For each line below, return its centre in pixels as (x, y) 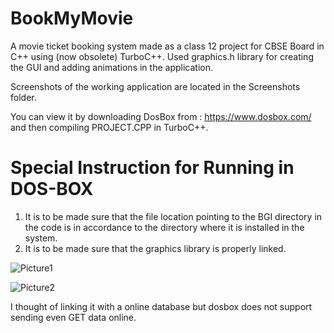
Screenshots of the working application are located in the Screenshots (155, 86)
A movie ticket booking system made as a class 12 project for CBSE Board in (167, 46)
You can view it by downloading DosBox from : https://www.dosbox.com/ (161, 116)
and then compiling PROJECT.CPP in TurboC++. (109, 127)
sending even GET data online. (73, 317)
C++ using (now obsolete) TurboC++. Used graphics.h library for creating (162, 56)
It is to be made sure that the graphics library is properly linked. (155, 248)
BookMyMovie (72, 18)
